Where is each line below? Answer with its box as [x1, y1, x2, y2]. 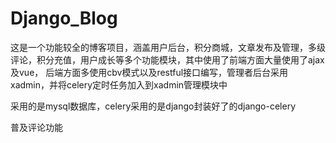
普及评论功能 [10, 121, 63, 133]
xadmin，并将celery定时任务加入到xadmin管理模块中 [10, 78, 228, 91]
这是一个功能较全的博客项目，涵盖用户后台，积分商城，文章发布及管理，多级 [10, 41, 326, 53]
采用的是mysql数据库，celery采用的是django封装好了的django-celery [10, 100, 297, 112]
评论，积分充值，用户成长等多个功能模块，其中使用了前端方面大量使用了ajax [10, 53, 325, 66]
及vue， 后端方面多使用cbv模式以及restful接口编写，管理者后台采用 [10, 66, 289, 78]
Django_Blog [10, 7, 118, 30]
